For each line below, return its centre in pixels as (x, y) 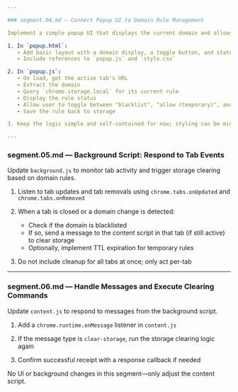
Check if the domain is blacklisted (78, 225)
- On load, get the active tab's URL (73, 79)
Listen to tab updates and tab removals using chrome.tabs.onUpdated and (124, 191)
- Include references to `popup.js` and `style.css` (96, 59)
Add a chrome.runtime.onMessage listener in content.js (97, 325)
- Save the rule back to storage (66, 111)
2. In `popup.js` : (34, 72)
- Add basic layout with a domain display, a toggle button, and (115, 52)
